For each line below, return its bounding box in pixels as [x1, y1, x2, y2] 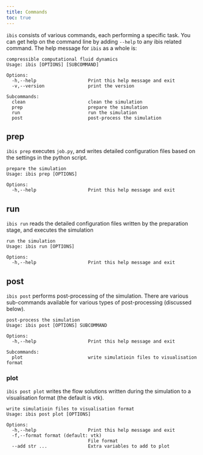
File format [88, 438, 119, 444]
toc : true [6, 15, 32, 21]
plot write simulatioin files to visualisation [12, 354, 198, 360]
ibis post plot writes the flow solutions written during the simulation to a [6, 388, 191, 395]
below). [6, 305, 26, 312]
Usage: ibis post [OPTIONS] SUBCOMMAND [6, 322, 108, 328]
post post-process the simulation [12, 115, 162, 121]
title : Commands [6, 9, 47, 15]
